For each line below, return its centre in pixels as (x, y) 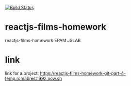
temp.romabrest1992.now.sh (33, 78)
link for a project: (22, 73)
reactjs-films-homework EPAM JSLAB (43, 40)
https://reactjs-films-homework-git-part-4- (83, 73)
